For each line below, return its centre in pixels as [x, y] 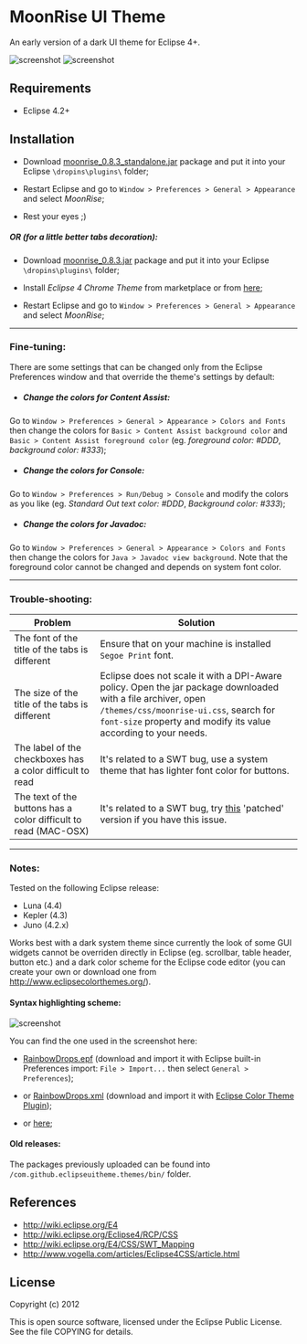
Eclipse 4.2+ [46, 111]
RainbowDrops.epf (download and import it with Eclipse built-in [142, 1058]
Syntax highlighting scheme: [65, 1002]
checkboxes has [49, 759]
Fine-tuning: [38, 347]
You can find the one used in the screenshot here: [104, 1041]
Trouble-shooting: [51, 598]
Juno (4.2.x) [46, 926]
